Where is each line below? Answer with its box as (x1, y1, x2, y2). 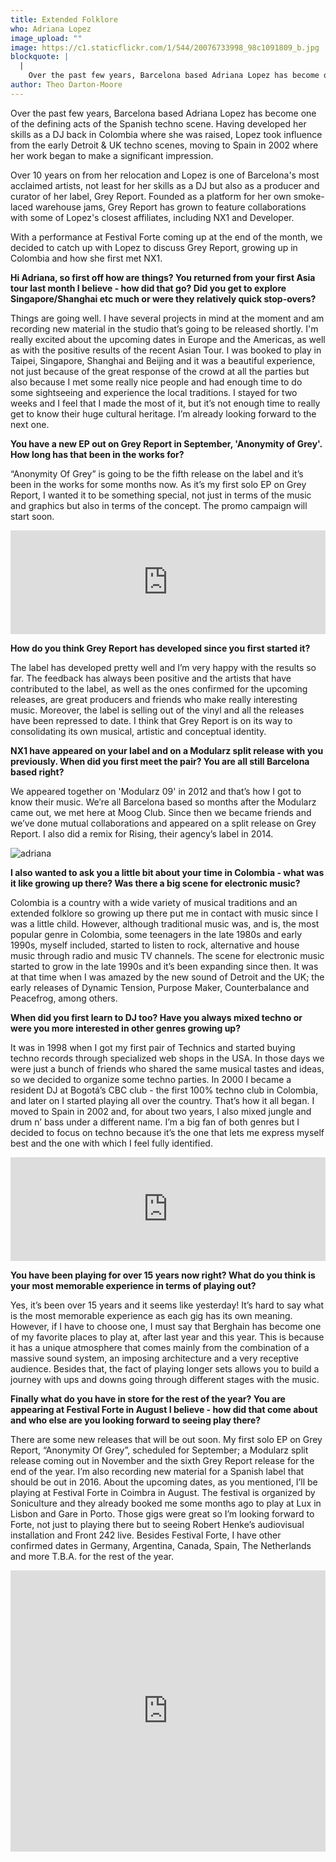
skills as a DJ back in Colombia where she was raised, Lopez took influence (10, 128, 323, 140)
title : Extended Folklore (10, 14, 118, 25)
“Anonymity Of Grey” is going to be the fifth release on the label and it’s (10, 467, 304, 480)
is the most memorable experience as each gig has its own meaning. (10, 1309, 293, 1321)
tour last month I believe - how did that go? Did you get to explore (10, 282, 287, 294)
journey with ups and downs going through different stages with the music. (10, 1373, 320, 1385)
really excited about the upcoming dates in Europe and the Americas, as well (10, 333, 326, 345)
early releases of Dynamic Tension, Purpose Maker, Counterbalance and (10, 981, 310, 993)
